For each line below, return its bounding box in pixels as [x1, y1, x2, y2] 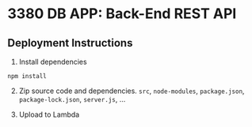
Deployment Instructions [7, 36, 133, 50]
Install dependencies [18, 57, 88, 66]
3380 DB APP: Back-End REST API [7, 5, 237, 23]
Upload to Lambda [18, 110, 80, 119]
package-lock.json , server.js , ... [18, 95, 126, 103]
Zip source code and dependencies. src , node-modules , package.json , [18, 86, 245, 95]
